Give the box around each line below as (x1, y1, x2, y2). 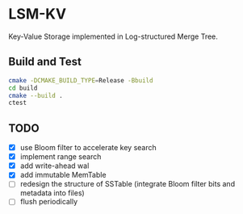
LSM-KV (8, 5, 67, 23)
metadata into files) (19, 188, 85, 198)
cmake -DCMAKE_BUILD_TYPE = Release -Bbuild (8, 76, 153, 85)
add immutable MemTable (19, 170, 107, 180)
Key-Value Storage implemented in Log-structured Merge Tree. (8, 31, 218, 41)
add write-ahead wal (19, 161, 90, 170)
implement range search (19, 152, 102, 162)
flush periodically (19, 197, 78, 207)
